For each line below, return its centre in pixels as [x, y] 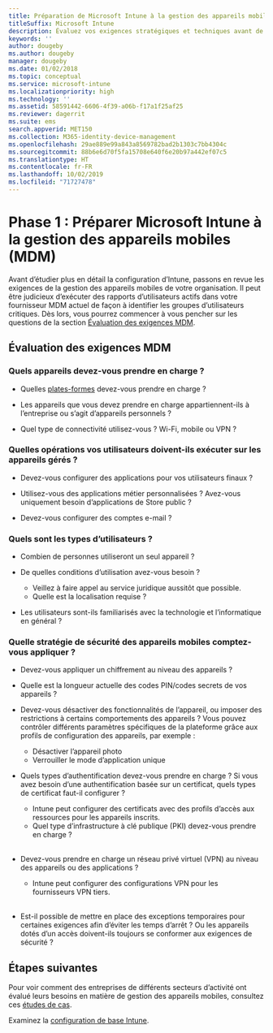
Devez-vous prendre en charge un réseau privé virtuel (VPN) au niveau [139, 859]
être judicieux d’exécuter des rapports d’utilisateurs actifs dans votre [123, 296]
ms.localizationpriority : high [61, 91]
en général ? [41, 621]
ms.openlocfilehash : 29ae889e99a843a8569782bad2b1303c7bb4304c [118, 144]
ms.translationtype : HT [49, 159]
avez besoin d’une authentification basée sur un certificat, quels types [138, 784]
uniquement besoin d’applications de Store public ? [106, 502]
